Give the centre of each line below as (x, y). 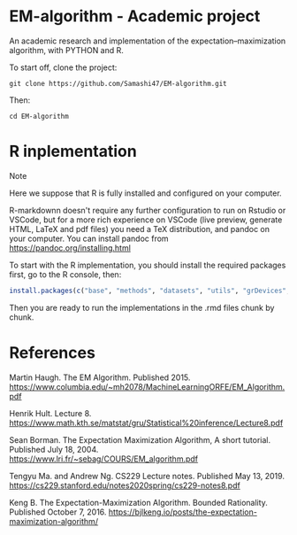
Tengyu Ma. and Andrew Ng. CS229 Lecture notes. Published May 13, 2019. (147, 476)
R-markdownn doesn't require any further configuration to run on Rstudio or (148, 210)
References (52, 353)
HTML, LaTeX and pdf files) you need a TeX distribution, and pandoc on (140, 229)
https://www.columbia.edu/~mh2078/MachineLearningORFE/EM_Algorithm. (147, 386)
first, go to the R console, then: (65, 274)
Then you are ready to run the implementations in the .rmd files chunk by (142, 307)
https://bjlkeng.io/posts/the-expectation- (183, 512)
